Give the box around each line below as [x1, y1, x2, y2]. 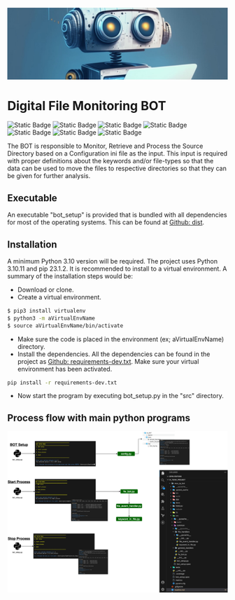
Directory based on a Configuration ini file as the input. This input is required [7, 149, 228, 158]
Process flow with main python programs [7, 411, 191, 424]
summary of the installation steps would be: [7, 271, 134, 280]
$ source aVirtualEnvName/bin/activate [7, 322, 124, 329]
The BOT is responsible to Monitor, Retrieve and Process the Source [7, 142, 204, 151]
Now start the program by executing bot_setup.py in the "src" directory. [17, 392, 224, 400]
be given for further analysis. [7, 172, 91, 180]
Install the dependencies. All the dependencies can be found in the [17, 350, 211, 358]
